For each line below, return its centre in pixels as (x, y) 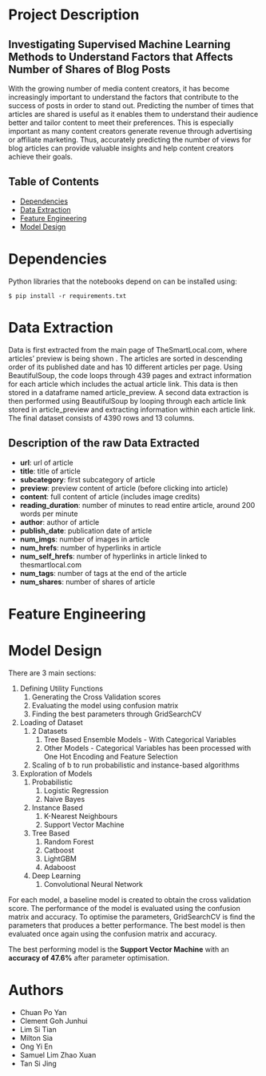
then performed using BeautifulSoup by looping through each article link (127, 401)
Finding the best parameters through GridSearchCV (117, 714)
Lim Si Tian (38, 1029)
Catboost (59, 850)
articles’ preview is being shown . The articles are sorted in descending (125, 358)
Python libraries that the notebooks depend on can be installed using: (123, 281)
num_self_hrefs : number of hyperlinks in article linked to (113, 556)
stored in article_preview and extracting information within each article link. (132, 409)
